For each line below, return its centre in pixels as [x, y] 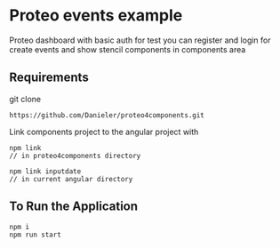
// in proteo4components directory [75, 156]
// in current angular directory [71, 179]
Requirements [49, 78]
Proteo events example [96, 16]
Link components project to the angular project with [104, 132]
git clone [25, 99]
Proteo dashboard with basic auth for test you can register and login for [140, 40]
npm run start [36, 235]
